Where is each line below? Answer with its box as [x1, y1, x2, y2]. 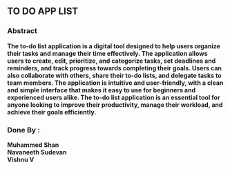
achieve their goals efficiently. [7, 108, 97, 116]
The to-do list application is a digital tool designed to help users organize [7, 41, 221, 50]
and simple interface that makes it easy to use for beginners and [7, 86, 195, 94]
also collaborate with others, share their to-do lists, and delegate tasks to [7, 71, 222, 79]
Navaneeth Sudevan [7, 148, 67, 156]
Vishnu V [7, 155, 35, 163]
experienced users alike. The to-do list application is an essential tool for [7, 93, 220, 101]
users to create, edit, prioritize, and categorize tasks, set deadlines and [7, 57, 216, 65]
